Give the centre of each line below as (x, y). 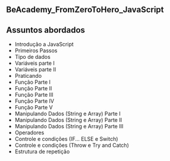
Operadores (29, 132)
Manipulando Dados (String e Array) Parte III (69, 127)
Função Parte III (34, 95)
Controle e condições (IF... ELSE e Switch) (66, 139)
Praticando (28, 76)
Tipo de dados (32, 57)
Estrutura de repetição (42, 151)
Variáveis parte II (35, 70)
